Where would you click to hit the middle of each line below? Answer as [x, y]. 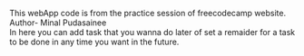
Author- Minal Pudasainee [58, 23]
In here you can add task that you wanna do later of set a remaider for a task [152, 32]
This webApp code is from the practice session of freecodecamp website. [148, 13]
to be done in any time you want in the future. [94, 42]
